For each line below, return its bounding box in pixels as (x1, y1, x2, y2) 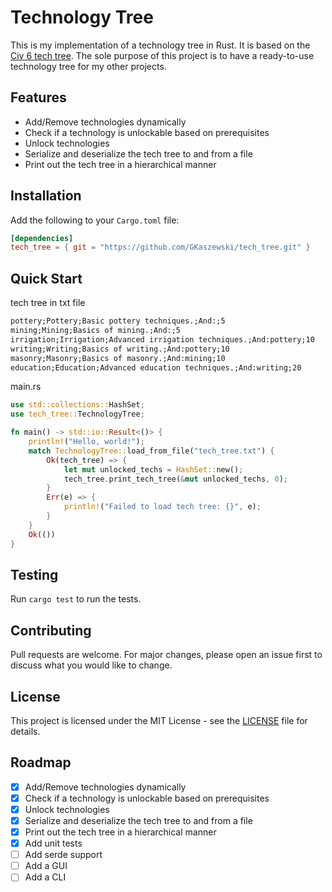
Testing (10, 566, 59, 583)
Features (10, 89, 67, 106)
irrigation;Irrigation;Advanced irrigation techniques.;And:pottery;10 (10, 334, 315, 345)
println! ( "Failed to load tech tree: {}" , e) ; (63, 502, 262, 512)
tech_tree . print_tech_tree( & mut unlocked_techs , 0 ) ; (63, 474, 288, 484)
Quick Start (10, 270, 83, 287)
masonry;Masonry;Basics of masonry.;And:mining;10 (10, 353, 226, 363)
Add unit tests (24, 837, 83, 850)
